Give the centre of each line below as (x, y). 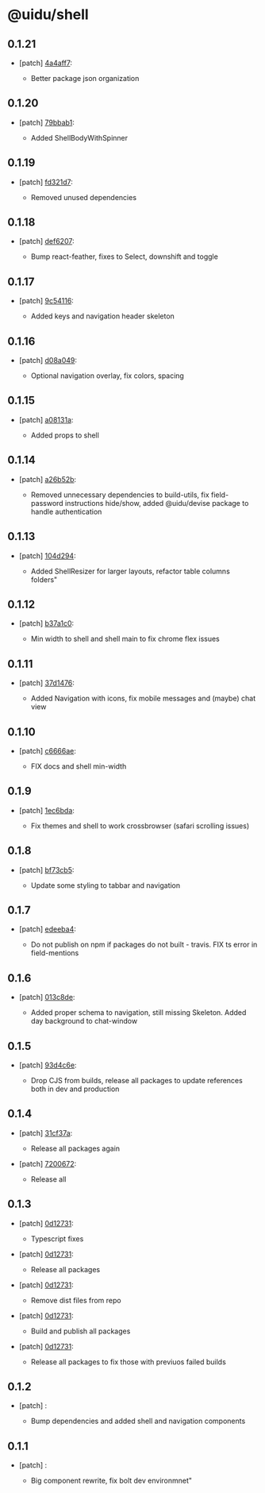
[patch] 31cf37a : (46, 1132)
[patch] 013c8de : (47, 997)
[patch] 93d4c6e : (48, 1065)
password (47, 503)
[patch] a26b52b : (48, 479)
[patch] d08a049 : (48, 361)
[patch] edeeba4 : (47, 929)
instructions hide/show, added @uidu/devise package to (157, 503)
